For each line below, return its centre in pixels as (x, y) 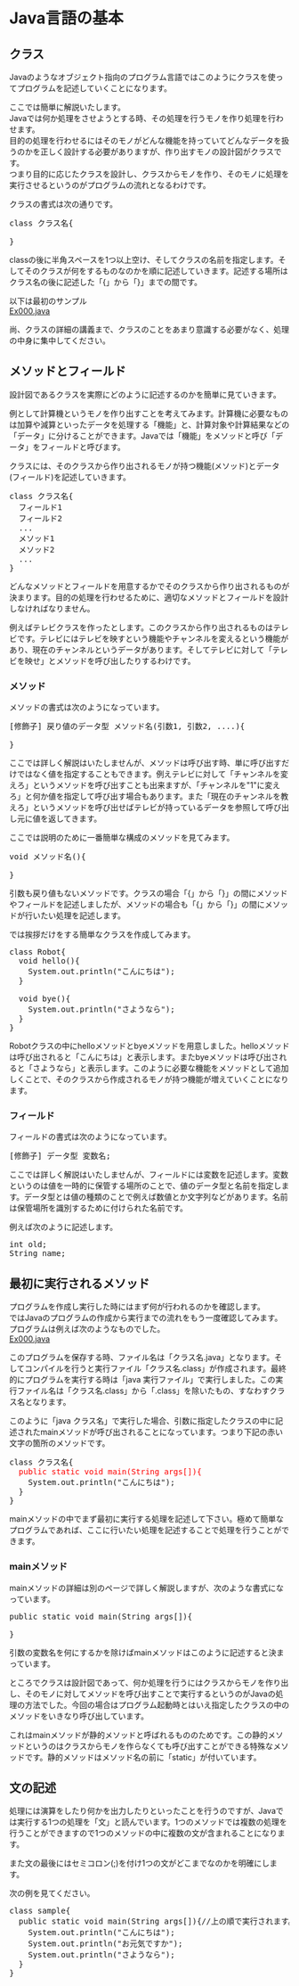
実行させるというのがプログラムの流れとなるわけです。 (110, 185)
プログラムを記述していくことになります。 (94, 88)
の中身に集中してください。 (60, 341)
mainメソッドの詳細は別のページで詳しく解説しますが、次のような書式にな (147, 1588)
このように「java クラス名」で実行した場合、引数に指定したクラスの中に (142, 1421)
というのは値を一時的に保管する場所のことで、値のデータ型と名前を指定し (145, 1186)
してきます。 (79, 819)
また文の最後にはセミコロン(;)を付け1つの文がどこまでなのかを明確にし (139, 1863)
